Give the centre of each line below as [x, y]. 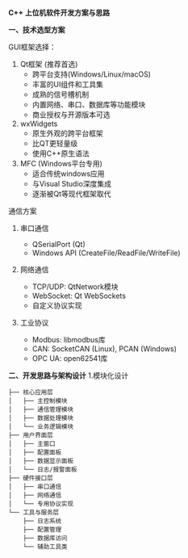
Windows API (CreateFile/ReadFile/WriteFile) [106, 253]
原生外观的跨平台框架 [67, 133]
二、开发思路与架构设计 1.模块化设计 [69, 375]
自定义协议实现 [57, 305]
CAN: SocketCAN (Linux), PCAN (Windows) [104, 349]
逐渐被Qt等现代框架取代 [71, 194]
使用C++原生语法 [61, 153]
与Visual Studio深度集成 [71, 184]
